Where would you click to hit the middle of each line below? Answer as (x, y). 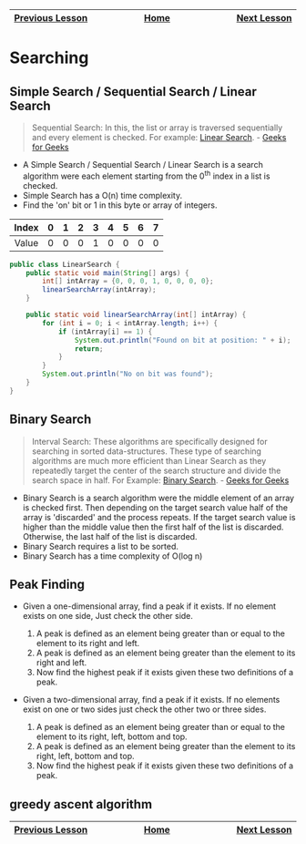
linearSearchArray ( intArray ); (99, 290)
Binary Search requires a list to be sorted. (101, 546)
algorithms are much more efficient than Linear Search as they (149, 460)
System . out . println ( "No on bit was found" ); (128, 374)
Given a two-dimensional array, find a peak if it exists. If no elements (151, 700)
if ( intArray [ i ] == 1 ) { (105, 332)
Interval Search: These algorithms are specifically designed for (150, 441)
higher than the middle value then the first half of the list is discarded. (153, 527)
